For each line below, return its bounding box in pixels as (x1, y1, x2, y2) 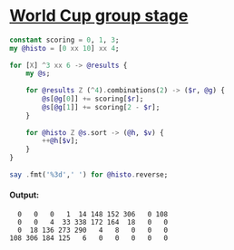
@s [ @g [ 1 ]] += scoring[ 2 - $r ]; (42, 102, 161, 111)
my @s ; (25, 69, 51, 78)
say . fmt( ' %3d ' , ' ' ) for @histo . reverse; (9, 169, 169, 179)
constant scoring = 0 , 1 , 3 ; (9, 35, 120, 44)
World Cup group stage (9, 5, 189, 26)
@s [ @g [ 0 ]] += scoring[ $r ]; (42, 94, 144, 104)
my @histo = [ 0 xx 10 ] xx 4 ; (9, 43, 120, 53)
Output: (9, 189, 39, 200)
